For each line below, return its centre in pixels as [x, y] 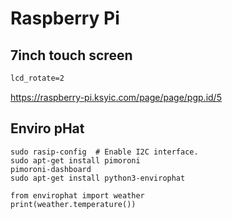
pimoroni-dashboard [51, 169]
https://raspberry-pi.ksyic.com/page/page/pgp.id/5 [116, 97]
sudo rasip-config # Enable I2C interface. [104, 152]
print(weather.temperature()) [73, 204]
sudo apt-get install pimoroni [75, 160]
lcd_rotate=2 [37, 78]
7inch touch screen [71, 55]
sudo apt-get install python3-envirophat [98, 178]
